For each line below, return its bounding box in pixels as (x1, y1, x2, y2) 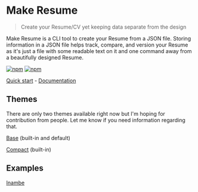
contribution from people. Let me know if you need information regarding (6, 116, 186, 123)
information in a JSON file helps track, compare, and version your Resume (6, 41, 188, 48)
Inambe (6, 179, 25, 186)
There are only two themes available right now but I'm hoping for (6, 110, 166, 117)
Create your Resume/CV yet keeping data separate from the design (20, 23, 187, 30)
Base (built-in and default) (6, 134, 70, 141)
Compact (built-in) (6, 145, 52, 153)
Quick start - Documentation (6, 77, 76, 84)
